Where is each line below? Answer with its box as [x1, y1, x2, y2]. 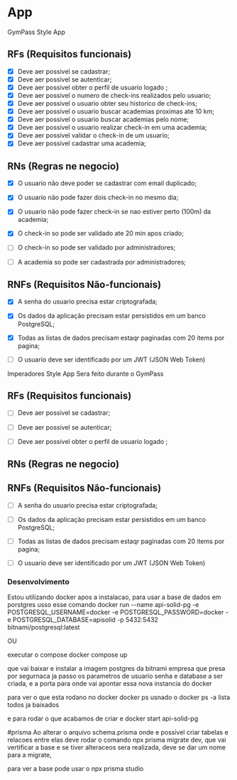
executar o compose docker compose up [7, 650, 128, 659]
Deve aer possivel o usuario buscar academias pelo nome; [17, 115, 189, 124]
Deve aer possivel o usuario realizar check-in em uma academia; [17, 123, 207, 132]
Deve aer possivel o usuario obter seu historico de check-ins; [17, 99, 197, 107]
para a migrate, [7, 751, 52, 759]
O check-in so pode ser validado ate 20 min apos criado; [17, 229, 184, 238]
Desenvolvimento [7, 577, 70, 586]
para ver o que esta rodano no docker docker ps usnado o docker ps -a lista [7, 693, 231, 702]
